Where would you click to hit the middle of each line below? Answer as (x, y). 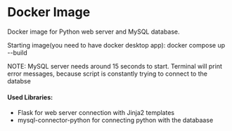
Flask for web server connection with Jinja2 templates (96, 113)
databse (19, 81)
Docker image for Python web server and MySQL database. (94, 32)
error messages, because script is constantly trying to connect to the (107, 74)
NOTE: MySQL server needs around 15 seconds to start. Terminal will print (115, 66)
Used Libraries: (30, 97)
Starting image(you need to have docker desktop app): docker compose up (116, 45)
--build (18, 53)
